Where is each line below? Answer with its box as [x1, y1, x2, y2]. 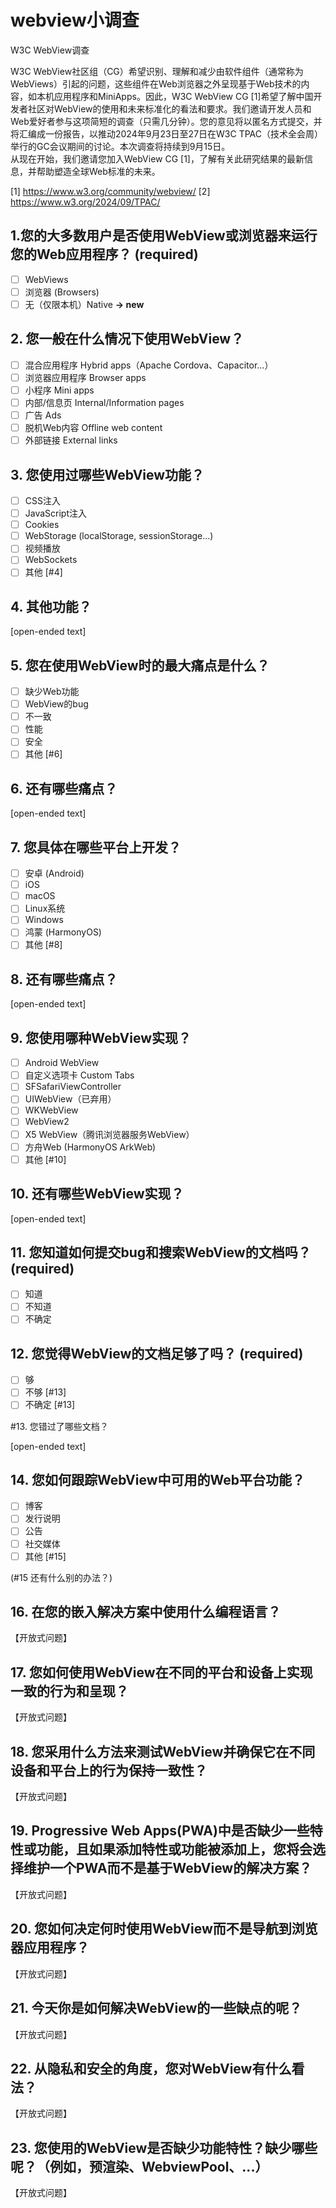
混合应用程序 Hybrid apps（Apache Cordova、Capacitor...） [24, 359, 274, 371]
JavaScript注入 [24, 507, 88, 520]
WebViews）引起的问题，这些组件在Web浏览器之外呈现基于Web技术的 [10, 77, 302, 90]
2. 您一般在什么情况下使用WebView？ [10, 331, 245, 348]
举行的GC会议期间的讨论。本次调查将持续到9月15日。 [10, 140, 231, 152]
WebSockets [24, 554, 78, 566]
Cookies [24, 519, 60, 531]
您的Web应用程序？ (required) [10, 246, 199, 263]
